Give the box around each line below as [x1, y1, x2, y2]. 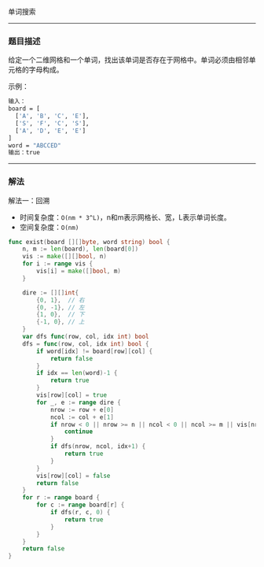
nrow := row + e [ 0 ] [49, 406, 114, 413]
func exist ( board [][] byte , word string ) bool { [8, 238, 170, 246]
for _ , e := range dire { [36, 398, 122, 406]
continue [64, 428, 93, 435]
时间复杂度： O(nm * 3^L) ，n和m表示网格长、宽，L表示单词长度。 [19, 212, 231, 222]
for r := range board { [22, 494, 101, 502]
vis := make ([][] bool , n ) [22, 253, 108, 261]
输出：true [8, 149, 41, 157]
